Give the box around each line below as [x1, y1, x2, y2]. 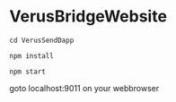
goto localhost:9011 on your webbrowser [9, 82, 160, 93]
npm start [9, 67, 47, 76]
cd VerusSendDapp [9, 36, 75, 45]
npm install [9, 51, 54, 60]
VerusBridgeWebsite [9, 6, 168, 27]
